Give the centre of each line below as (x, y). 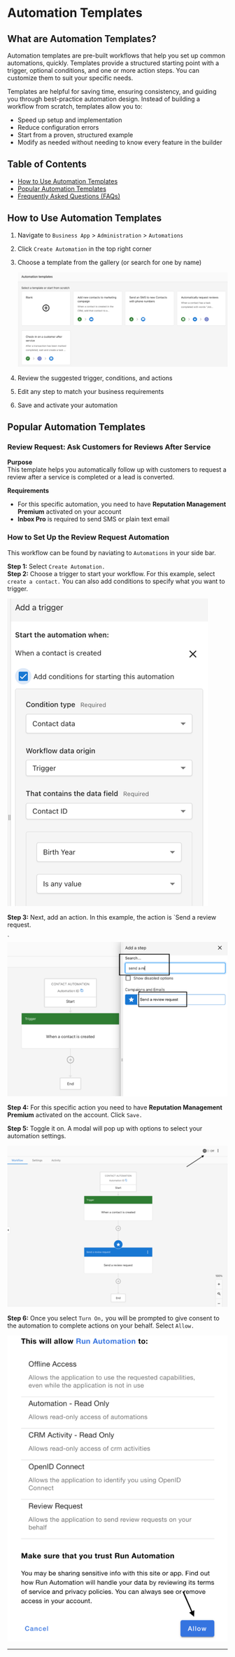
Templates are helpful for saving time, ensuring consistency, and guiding (112, 91)
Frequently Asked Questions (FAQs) (69, 196)
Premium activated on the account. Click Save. (75, 1114)
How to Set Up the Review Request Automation (88, 538)
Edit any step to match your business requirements (91, 391)
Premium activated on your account (69, 512)
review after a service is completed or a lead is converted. (91, 477)
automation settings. (37, 1136)
